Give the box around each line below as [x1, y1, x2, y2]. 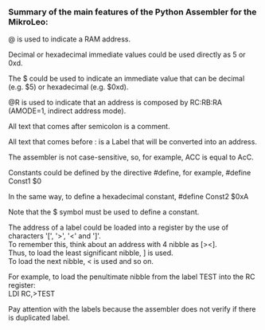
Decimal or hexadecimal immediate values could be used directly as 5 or [8, 50, 246, 60]
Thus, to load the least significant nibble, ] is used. [8, 248, 173, 257]
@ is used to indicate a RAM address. [8, 34, 131, 44]
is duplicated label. [8, 313, 70, 323]
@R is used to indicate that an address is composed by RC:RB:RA [8, 98, 223, 108]
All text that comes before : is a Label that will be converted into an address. [8, 137, 257, 147]
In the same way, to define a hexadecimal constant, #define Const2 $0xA [8, 192, 249, 202]
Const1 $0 [8, 176, 42, 186]
